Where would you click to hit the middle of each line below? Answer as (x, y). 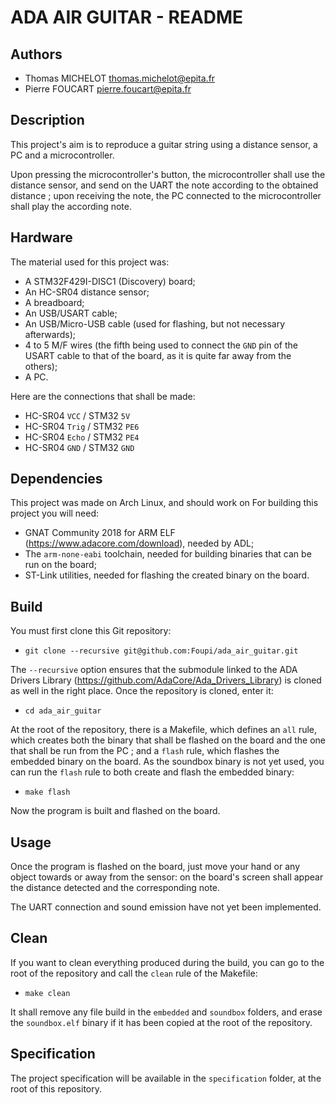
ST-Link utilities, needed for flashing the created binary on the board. (167, 575)
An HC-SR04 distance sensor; (87, 292)
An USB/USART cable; (71, 313)
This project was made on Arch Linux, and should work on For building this (164, 503)
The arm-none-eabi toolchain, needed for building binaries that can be (168, 554)
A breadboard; (54, 302)
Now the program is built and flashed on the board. (115, 811)
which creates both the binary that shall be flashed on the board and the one (168, 740)
